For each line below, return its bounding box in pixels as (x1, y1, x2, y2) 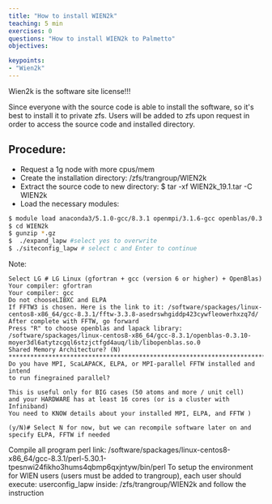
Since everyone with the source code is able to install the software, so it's (8, 102, 254, 112)
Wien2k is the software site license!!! (8, 86, 131, 96)
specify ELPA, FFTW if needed (8, 431, 111, 439)
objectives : (8, 42, 49, 50)
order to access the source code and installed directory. (8, 119, 196, 129)
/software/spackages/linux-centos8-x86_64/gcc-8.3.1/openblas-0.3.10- (8, 331, 252, 340)
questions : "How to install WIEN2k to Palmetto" (8, 34, 176, 43)
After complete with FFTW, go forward (8, 318, 139, 326)
